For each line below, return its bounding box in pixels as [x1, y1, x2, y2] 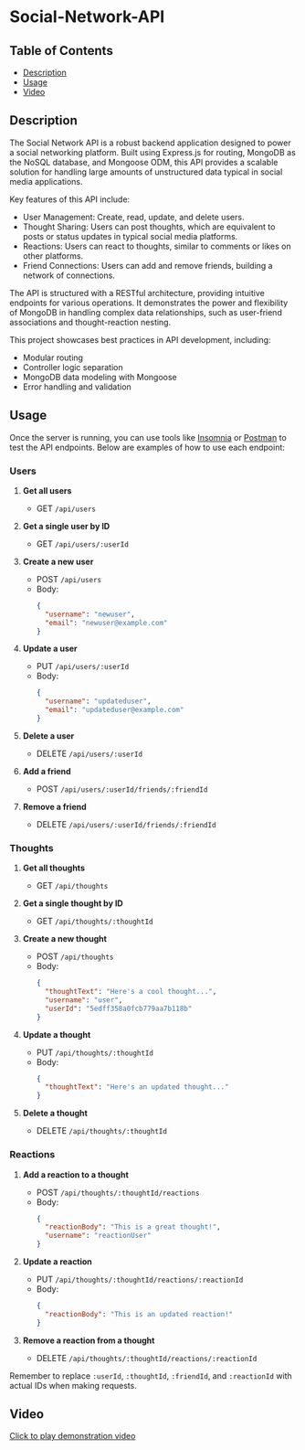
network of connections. [22, 270, 116, 281]
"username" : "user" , [44, 995, 123, 1005]
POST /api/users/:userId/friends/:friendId [36, 784, 208, 794]
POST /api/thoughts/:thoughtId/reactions [36, 1187, 200, 1198]
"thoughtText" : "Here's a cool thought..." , [44, 987, 217, 997]
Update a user [22, 643, 78, 655]
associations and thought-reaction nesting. [9, 316, 172, 327]
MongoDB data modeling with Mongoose [22, 371, 178, 382]
